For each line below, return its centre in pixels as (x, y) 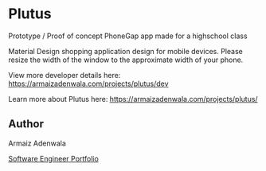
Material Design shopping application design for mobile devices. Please (125, 51)
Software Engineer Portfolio (54, 158)
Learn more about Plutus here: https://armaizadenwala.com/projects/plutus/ (133, 99)
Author (26, 124)
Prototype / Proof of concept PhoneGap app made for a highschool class (128, 36)
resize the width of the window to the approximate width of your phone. (126, 60)
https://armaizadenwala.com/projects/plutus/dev (88, 84)
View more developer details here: (65, 75)
